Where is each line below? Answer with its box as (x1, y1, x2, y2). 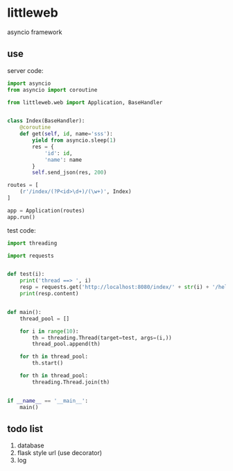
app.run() (7, 213, 36, 220)
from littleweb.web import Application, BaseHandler (7, 99, 163, 106)
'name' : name (44, 156, 82, 163)
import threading (7, 240, 58, 247)
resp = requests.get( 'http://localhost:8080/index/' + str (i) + (19, 283, 209, 291)
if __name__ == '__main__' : (7, 397, 89, 404)
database (17, 441, 44, 449)
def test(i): (7, 271, 45, 278)
